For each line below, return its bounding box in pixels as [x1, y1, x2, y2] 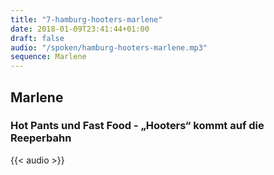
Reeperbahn [10, 131, 72, 145]
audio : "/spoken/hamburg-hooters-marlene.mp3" [10, 42, 208, 53]
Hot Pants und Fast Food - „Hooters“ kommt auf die [10, 119, 265, 133]
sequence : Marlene [10, 52, 87, 62]
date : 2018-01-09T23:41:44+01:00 [10, 24, 150, 34]
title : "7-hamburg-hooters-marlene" [10, 14, 163, 25]
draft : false [10, 33, 65, 43]
